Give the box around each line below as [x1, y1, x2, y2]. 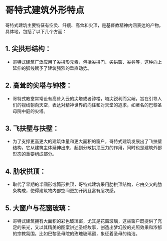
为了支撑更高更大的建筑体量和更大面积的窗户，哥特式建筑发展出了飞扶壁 [12, 139, 162, 145]
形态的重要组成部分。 [12, 151, 57, 157]
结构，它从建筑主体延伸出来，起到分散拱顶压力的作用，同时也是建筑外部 [12, 145, 162, 151]
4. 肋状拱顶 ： [5, 167, 46, 176]
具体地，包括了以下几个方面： [5, 28, 67, 34]
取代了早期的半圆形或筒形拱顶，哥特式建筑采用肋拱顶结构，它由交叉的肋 [12, 181, 162, 187]
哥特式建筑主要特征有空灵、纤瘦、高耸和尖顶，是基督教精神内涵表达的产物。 [5, 22, 163, 28]
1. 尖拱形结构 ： [5, 45, 52, 53]
